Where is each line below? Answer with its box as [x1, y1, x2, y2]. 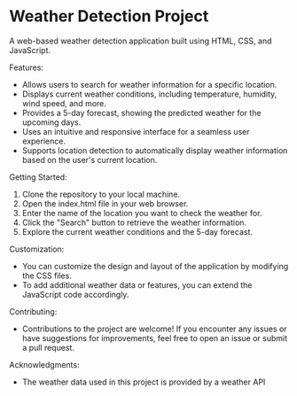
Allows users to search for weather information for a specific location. [21, 79, 277, 89]
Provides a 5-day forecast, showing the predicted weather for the [21, 107, 262, 118]
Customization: [9, 244, 65, 254]
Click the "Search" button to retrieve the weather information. [21, 217, 246, 228]
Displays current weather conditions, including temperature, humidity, [21, 89, 277, 99]
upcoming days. [21, 117, 82, 128]
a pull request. [21, 342, 75, 353]
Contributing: [9, 306, 58, 316]
